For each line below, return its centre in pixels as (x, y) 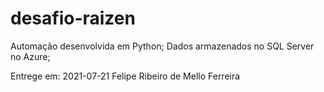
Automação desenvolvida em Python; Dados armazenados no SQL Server (162, 46)
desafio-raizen (73, 18)
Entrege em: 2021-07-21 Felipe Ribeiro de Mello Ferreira (125, 76)
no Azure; (30, 56)
